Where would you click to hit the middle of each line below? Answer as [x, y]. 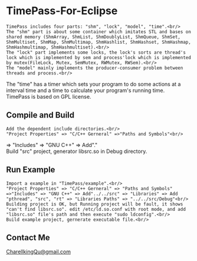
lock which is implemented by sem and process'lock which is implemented [99, 57]
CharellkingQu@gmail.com [38, 252]
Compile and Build [40, 115]
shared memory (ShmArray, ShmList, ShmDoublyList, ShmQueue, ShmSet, [93, 37]
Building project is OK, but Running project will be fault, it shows [95, 204]
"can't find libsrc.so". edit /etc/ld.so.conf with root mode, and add [96, 209]
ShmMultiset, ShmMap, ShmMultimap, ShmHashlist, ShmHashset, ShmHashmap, [99, 42]
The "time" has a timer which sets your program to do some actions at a [93, 84]
